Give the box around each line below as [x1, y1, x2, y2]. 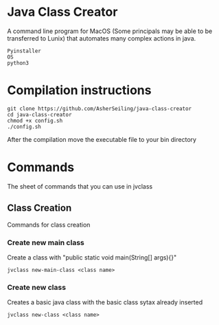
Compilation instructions [7, 83, 152, 98]
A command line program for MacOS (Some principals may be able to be [7, 27, 213, 35]
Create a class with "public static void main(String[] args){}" [7, 253, 177, 262]
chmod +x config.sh [7, 117, 63, 124]
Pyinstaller [7, 48, 41, 54]
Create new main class [7, 238, 84, 247]
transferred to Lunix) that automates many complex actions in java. [7, 34, 196, 42]
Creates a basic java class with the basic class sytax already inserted [7, 298, 203, 306]
